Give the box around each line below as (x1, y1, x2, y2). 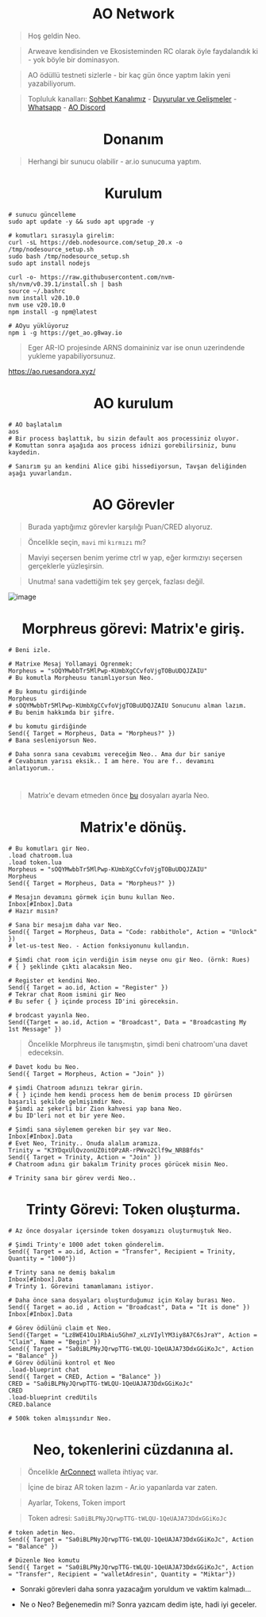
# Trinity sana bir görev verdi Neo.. (8, 1174, 137, 1182)
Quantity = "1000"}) (8, 1254, 77, 1263)
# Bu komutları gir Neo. (8, 844, 91, 852)
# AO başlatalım (8, 420, 62, 429)
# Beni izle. (8, 646, 52, 654)
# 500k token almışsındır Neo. (8, 1414, 112, 1422)
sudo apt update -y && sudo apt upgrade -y (8, 218, 155, 226)
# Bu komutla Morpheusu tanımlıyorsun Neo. (8, 673, 155, 681)
